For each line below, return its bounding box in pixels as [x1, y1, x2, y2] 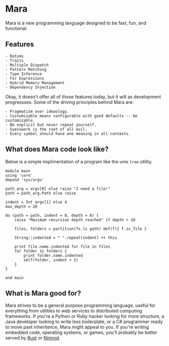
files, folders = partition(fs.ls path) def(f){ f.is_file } [14, 226, 147, 232]
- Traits [5, 58, 24, 63]
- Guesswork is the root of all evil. [5, 127, 88, 132]
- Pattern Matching [5, 67, 47, 72]
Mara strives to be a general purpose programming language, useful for [5, 302, 156, 308]
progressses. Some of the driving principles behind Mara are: [5, 99, 134, 105]
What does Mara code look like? [5, 145, 109, 154]
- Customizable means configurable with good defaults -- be [5, 113, 138, 119]
